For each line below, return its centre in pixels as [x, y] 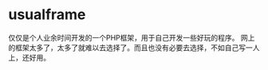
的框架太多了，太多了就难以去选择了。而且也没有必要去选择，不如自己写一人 [134, 47]
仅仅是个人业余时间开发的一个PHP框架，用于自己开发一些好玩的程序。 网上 [132, 37]
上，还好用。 [29, 57]
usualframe [47, 15]
